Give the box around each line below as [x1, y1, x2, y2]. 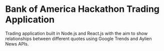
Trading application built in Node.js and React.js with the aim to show [5, 30, 148, 36]
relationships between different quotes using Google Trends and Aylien [5, 36, 152, 42]
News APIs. [5, 41, 29, 47]
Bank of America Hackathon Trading [5, 3, 159, 15]
